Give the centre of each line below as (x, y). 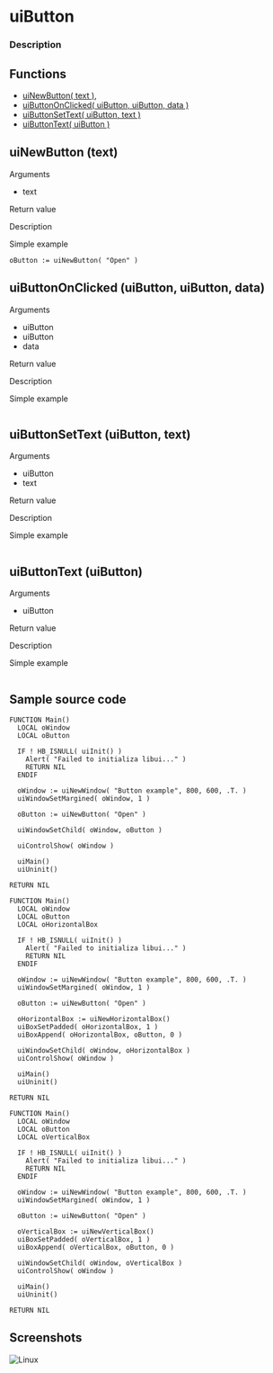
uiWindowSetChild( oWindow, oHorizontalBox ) (104, 1050)
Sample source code (68, 699)
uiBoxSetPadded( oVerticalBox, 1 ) (84, 1239)
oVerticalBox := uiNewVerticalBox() (86, 1231)
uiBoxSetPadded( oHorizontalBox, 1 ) (88, 1027)
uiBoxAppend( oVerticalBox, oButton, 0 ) (96, 1247)
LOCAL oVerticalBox (54, 1137)
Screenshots (46, 1338)
